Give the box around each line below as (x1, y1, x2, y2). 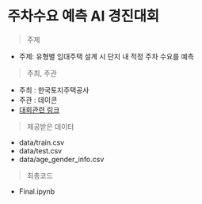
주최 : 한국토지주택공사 (18, 85, 90, 95)
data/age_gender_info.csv (18, 154, 105, 164)
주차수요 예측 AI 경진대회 (7, 7, 160, 25)
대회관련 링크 (18, 104, 60, 115)
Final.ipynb (18, 187, 55, 196)
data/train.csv (18, 138, 65, 147)
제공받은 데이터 (26, 122, 74, 131)
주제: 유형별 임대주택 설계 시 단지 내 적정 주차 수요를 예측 (18, 51, 195, 61)
